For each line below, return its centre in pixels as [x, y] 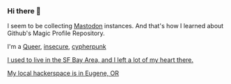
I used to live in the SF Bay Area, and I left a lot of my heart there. [100, 60]
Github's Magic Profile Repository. [56, 33]
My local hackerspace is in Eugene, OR [63, 73]
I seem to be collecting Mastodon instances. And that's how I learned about [115, 26]
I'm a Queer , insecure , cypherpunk [57, 47]
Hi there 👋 [24, 11]
